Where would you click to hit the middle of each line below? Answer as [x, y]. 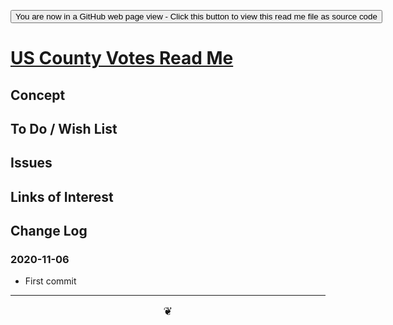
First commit [50, 281]
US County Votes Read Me [122, 58]
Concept [38, 95]
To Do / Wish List [64, 128]
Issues [31, 163]
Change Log [49, 231]
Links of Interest [62, 196]
